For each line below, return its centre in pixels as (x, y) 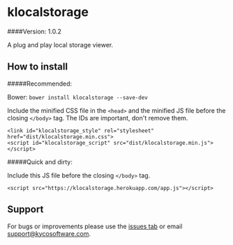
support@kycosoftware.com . (49, 233)
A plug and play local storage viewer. (60, 45)
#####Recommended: (39, 84)
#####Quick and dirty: (40, 161)
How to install (38, 67)
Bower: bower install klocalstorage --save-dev (77, 97)
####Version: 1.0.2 (34, 31)
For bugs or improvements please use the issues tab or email (95, 226)
